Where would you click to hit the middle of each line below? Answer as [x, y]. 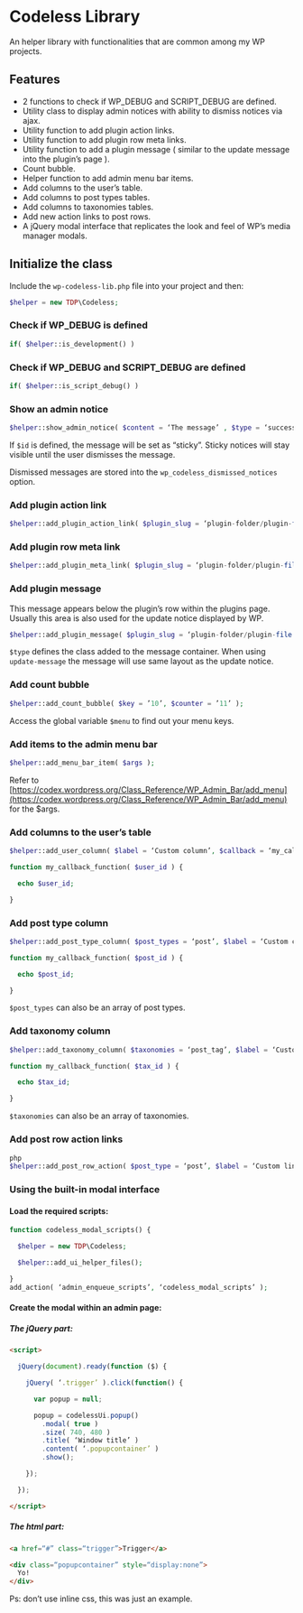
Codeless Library [75, 17]
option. [23, 481]
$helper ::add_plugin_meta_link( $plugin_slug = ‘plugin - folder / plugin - [147, 566]
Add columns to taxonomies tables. [88, 207]
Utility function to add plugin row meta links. [104, 139]
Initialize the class [61, 264]
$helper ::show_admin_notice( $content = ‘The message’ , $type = [134, 428]
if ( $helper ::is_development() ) [72, 344]
